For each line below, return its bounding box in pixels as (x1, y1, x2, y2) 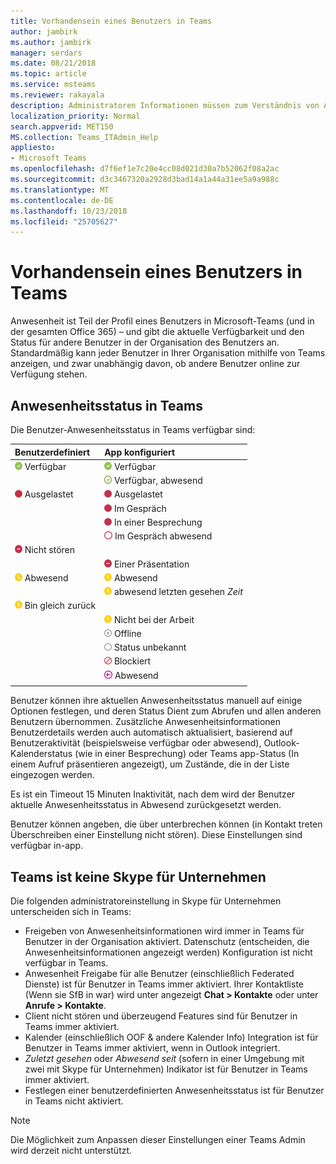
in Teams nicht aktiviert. (24, 1095, 124, 1107)
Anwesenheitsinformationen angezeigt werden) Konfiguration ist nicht (24, 946, 313, 959)
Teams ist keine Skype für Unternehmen (10, 868, 267, 885)
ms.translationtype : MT (10, 185, 110, 195)
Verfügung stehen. (10, 368, 88, 380)
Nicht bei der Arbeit (113, 613, 195, 625)
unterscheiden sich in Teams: (10, 906, 132, 918)
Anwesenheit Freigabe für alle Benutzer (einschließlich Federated (24, 968, 295, 980)
